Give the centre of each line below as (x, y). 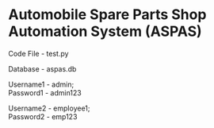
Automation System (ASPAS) (105, 31)
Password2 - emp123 (43, 116)
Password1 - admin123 (45, 92)
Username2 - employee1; (49, 108)
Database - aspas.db (42, 68)
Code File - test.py (38, 53)
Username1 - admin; (41, 84)
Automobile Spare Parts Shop (107, 15)
